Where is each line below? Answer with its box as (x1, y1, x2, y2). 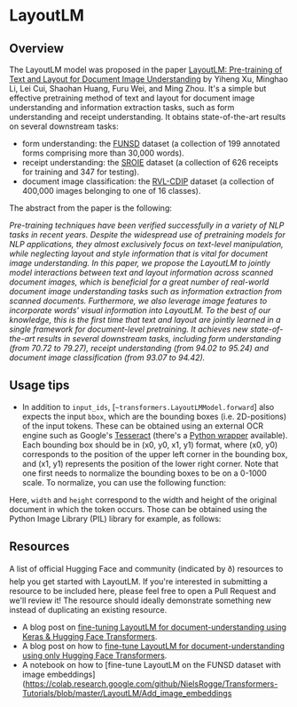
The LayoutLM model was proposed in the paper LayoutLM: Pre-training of (9, 64, 283, 75)
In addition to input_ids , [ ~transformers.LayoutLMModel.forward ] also (21, 401, 275, 412)
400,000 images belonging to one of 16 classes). (21, 186, 201, 196)
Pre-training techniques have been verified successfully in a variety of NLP (9, 220, 285, 230)
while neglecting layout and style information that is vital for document (9, 248, 269, 259)
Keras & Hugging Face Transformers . (21, 631, 158, 641)
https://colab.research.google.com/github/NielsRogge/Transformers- (25, 678, 278, 689)
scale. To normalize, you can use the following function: (21, 477, 226, 487)
